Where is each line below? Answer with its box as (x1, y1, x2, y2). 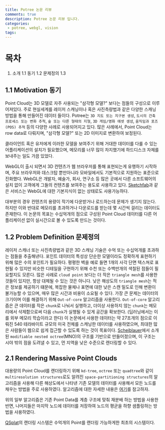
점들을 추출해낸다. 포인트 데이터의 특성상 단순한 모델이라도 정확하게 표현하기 (10, 253, 157, 259)
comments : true (5, 12, 36, 17)
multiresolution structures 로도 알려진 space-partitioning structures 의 (5, 374, 153, 380)
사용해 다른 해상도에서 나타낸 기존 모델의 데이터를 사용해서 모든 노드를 (22, 380, 157, 386)
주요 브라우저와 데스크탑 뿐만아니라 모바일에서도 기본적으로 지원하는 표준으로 (11, 169, 159, 175)
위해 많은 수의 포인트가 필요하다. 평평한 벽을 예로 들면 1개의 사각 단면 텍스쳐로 (5, 259, 154, 265)
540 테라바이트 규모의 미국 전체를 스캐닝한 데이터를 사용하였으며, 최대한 (14, 321, 153, 327)
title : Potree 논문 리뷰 (5, 7, 52, 12)
